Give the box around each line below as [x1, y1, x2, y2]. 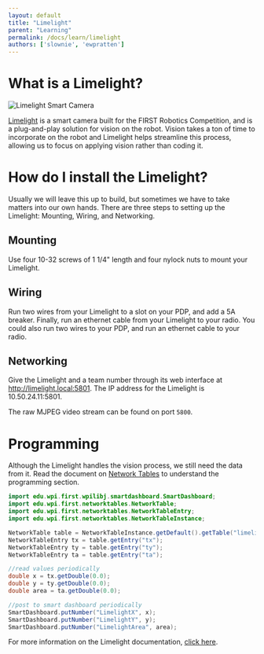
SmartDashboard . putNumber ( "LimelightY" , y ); [8, 615, 156, 623]
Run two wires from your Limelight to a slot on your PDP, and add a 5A [8, 307, 236, 316]
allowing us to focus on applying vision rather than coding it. [8, 141, 203, 150]
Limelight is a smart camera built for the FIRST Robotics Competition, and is [8, 116, 253, 126]
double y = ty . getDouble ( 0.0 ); [8, 579, 111, 588]
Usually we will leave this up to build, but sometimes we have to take [8, 194, 230, 204]
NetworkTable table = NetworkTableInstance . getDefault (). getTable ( [8, 528, 234, 537]
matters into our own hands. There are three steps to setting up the [8, 203, 225, 212]
